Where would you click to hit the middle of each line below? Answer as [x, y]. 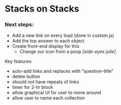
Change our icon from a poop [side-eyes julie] [68, 51]
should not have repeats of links [46, 82]
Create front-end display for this [46, 46]
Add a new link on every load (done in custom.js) [63, 35]
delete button [26, 77]
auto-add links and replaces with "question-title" [63, 71]
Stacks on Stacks [42, 9]
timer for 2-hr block [33, 87]
